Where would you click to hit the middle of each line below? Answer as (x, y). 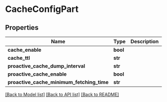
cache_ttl (19, 58)
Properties (22, 28)
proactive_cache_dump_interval (46, 66)
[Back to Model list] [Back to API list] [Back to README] (62, 95)
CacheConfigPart (42, 9)
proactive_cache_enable (37, 74)
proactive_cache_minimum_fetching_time (58, 82)
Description (145, 42)
